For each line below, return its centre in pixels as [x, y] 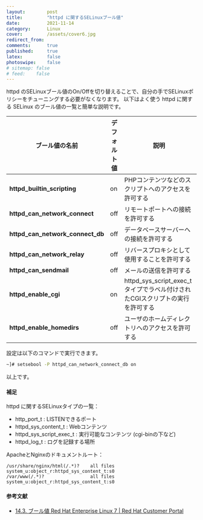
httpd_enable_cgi [35, 295]
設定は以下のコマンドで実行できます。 [54, 353]
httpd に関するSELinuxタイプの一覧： [53, 406]
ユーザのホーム [145, 319]
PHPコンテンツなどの [155, 180]
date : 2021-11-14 [40, 23]
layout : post [32, 12]
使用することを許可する [158, 259]
